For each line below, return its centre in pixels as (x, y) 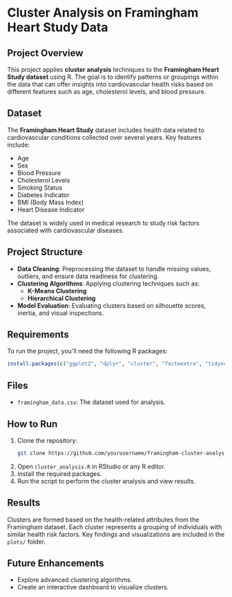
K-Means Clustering (57, 291)
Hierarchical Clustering (61, 298)
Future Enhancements (56, 563)
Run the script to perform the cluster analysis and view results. (106, 481)
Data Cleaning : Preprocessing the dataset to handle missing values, (114, 268)
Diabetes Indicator (43, 194)
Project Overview (45, 53)
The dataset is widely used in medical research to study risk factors (104, 223)
